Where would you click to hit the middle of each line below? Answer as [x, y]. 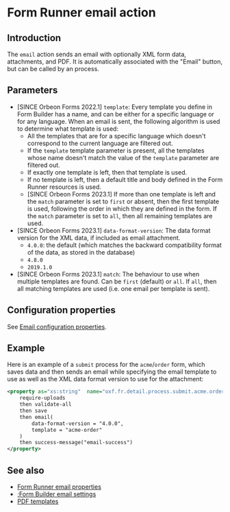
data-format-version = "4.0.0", [78, 423]
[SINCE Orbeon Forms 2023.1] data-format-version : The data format [114, 230]
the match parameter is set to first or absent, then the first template [123, 201]
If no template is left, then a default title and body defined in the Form [125, 179]
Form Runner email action [81, 13]
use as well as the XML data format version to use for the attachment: [105, 379]
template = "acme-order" [67, 430]
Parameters [33, 90]
